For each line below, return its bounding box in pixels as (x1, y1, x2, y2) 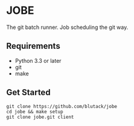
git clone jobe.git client (6, 114, 74, 120)
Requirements (6, 41, 60, 51)
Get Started (6, 87, 51, 98)
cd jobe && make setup (6, 109, 63, 115)
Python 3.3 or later (14, 57, 62, 64)
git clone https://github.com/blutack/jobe (6, 103, 118, 109)
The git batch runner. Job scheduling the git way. (6, 24, 129, 31)
